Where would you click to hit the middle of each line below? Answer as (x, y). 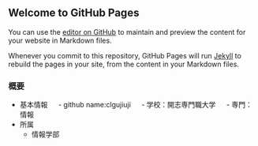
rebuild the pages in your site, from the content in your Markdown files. (123, 64)
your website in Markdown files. (60, 40)
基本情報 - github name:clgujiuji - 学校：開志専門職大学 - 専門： (136, 105)
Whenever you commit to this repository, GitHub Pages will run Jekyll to (125, 55)
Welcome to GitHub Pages (74, 13)
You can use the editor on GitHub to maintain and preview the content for (127, 32)
